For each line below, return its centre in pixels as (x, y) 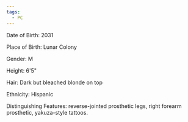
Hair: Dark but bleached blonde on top (54, 82)
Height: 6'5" (22, 70)
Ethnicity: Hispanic (30, 94)
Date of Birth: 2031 (30, 35)
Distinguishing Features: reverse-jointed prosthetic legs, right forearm (94, 106)
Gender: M (20, 59)
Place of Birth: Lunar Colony (42, 47)
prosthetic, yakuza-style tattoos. (47, 112)
